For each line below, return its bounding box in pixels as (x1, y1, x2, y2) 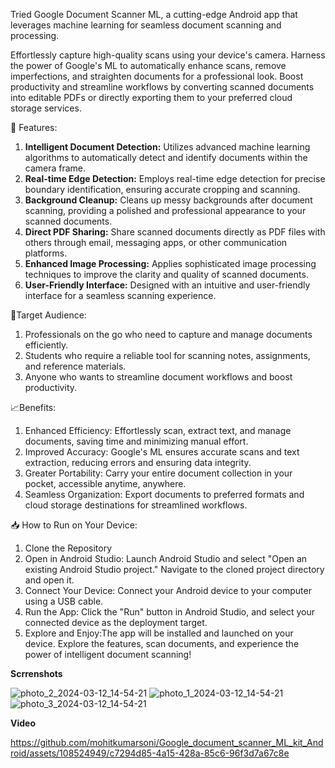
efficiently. (24, 339, 69, 351)
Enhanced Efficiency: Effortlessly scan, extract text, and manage (24, 425, 292, 436)
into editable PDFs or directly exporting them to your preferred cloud (10, 92, 293, 103)
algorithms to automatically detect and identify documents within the (24, 152, 308, 163)
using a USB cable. (24, 595, 104, 607)
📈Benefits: (10, 402, 57, 413)
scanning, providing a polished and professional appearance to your (24, 205, 307, 216)
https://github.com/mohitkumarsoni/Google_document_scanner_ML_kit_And (10, 737, 324, 748)
